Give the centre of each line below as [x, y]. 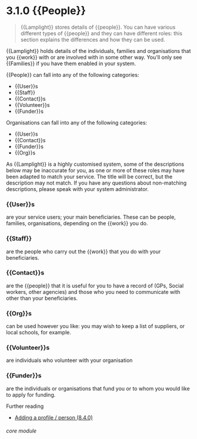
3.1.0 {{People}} [46, 11]
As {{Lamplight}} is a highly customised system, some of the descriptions [95, 164]
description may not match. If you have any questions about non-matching [96, 183]
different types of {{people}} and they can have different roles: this [101, 33]
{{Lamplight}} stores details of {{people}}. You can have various [98, 27]
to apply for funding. [31, 394]
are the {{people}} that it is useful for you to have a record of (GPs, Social [95, 286]
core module [21, 431]
